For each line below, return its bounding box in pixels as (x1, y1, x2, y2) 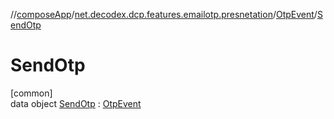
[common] (10, 87, 53, 99)
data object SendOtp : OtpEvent (10, 97, 142, 109)
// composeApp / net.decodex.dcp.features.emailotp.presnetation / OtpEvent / (10, 9, 318, 20)
